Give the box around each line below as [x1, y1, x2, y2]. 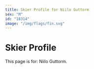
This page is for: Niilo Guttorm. [5, 59, 67, 65]
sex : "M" [5, 12, 23, 17]
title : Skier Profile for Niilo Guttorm [5, 7, 90, 12]
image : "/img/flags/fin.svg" [5, 21, 65, 26]
